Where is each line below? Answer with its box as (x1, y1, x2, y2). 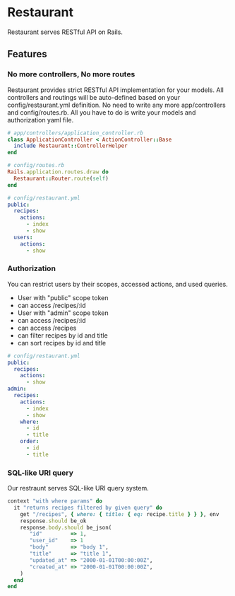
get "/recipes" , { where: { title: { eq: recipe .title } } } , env (20, 510, 219, 517)
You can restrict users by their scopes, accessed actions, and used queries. (7, 280, 228, 288)
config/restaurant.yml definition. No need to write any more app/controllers (7, 101, 226, 109)
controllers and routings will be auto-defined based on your (7, 93, 181, 101)
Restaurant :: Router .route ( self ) (13, 175, 109, 182)
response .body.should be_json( (20, 524, 112, 531)
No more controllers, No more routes (7, 69, 135, 79)
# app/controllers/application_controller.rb (7, 129, 143, 137)
